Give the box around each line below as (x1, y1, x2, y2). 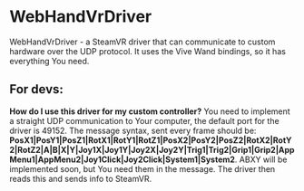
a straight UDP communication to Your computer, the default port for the (9, 115, 279, 126)
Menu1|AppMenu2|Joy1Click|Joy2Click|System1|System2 (9, 154, 236, 165)
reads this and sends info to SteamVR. (9, 173, 152, 184)
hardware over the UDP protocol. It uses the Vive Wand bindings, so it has (9, 45, 286, 56)
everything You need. (9, 55, 90, 66)
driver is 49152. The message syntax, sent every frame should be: (9, 125, 257, 136)
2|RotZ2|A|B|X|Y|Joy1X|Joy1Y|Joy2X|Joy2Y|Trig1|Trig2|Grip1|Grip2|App (9, 144, 295, 155)
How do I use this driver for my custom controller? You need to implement (9, 106, 290, 117)
